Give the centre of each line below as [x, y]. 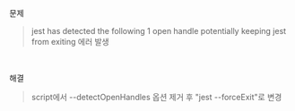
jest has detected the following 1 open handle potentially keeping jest [159, 31]
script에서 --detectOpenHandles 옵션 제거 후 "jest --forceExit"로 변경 [156, 97]
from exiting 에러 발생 [70, 42]
